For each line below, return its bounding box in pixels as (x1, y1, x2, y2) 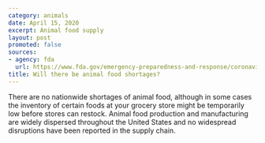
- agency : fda (8, 56, 55, 64)
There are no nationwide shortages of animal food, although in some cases (8, 92, 252, 101)
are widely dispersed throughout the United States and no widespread (8, 117, 237, 126)
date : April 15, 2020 (8, 19, 80, 27)
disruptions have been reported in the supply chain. (8, 126, 176, 135)
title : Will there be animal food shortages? (8, 70, 160, 78)
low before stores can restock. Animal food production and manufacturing (8, 108, 248, 119)
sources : (8, 48, 37, 56)
